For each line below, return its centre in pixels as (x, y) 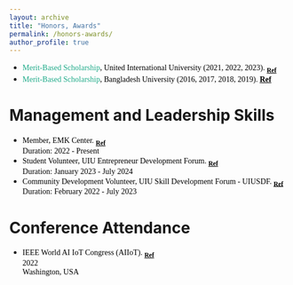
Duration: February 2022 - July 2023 (79, 192)
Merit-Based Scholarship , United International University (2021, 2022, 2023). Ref (149, 69)
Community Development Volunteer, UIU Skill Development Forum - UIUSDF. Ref (153, 182)
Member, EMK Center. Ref (64, 141)
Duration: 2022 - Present (60, 150)
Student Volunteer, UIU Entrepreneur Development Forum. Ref (120, 162)
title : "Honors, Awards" (55, 26)
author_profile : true (49, 42)
